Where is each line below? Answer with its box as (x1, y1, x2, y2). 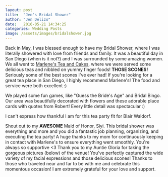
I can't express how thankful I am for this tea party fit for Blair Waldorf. (5, 113, 151, 119)
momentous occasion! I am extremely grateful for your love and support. (5, 166, 156, 172)
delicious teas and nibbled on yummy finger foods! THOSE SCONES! (5, 66, 148, 73)
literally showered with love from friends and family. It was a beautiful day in (5, 50, 163, 56)
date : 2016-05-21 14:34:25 (5, 21, 67, 27)
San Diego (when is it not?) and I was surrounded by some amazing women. (5, 56, 163, 61)
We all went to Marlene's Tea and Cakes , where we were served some (5, 61, 151, 67)
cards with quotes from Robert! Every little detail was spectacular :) (5, 103, 145, 109)
